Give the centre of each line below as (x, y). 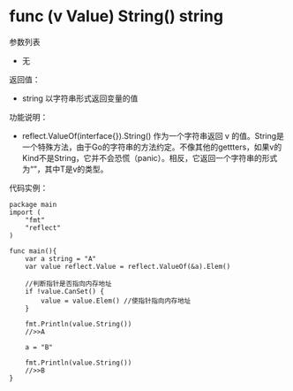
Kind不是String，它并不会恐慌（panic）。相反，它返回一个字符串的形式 (150, 157)
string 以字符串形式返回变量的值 (80, 98)
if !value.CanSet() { (64, 291)
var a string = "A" (61, 258)
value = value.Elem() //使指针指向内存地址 (116, 301)
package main (33, 204)
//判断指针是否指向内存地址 (68, 284)
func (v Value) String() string (116, 16)
